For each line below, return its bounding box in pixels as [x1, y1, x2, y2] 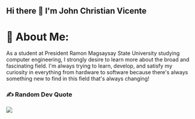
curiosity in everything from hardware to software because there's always [6, 69, 188, 76]
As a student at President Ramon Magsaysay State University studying [6, 50, 180, 57]
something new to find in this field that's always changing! [6, 75, 150, 83]
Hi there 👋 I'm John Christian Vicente [6, 6, 147, 16]
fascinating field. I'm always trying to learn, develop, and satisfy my [6, 62, 172, 69]
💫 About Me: [6, 30, 69, 44]
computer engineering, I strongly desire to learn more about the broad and [6, 56, 190, 63]
